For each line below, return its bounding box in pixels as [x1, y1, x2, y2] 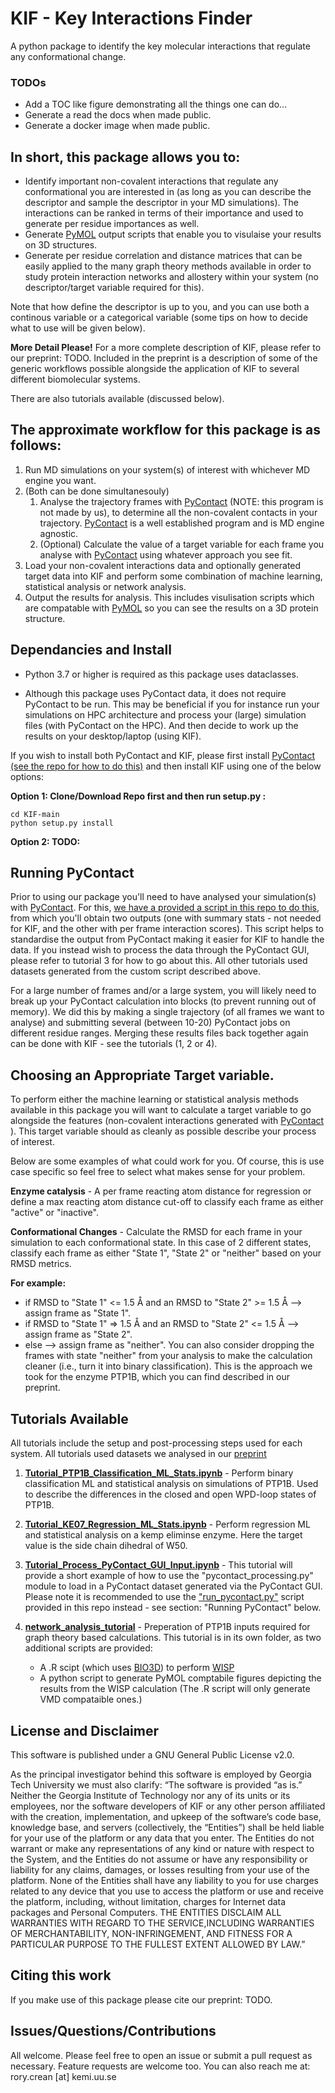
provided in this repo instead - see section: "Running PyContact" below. [24, 1602, 322, 1614]
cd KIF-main [10, 809, 60, 819]
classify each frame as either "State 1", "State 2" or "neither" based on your [10, 1247, 322, 1259]
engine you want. [24, 474, 97, 486]
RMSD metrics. [10, 1258, 72, 1270]
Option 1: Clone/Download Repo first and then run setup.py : [10, 790, 267, 802]
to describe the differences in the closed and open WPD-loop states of [24, 1488, 317, 1501]
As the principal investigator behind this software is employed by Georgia [10, 1768, 312, 1780]
